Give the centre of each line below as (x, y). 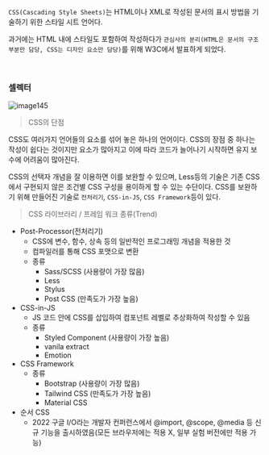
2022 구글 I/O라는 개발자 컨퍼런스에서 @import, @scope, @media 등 (143, 423)
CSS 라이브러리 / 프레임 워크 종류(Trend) (93, 214)
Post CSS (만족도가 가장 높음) (91, 299)
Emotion (58, 355)
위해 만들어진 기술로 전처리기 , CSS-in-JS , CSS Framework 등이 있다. (119, 197)
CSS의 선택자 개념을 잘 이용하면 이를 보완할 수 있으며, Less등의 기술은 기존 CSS (134, 177)
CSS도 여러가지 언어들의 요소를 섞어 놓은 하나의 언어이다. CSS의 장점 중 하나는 (132, 140)
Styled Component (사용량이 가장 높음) (107, 338)
